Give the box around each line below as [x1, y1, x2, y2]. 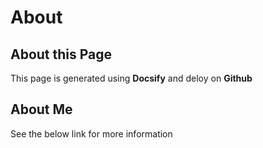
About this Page [10, 46, 113, 63]
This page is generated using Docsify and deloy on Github [10, 72, 253, 84]
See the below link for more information [10, 127, 173, 140]
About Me [10, 101, 73, 118]
